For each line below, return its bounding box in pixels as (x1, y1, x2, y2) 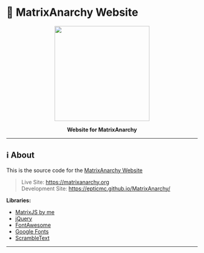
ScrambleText (15, 234, 50, 241)
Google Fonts (15, 227, 49, 235)
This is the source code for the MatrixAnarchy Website (6, 167, 143, 174)
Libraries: (6, 196, 32, 204)
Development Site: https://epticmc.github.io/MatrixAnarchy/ (21, 185, 171, 192)
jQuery (15, 215, 32, 222)
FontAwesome (15, 221, 52, 229)
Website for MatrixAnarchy (67, 126, 137, 133)
